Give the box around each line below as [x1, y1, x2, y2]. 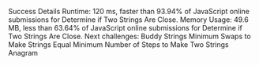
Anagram [8, 49, 38, 57]
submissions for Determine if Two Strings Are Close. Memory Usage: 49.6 [8, 15, 249, 24]
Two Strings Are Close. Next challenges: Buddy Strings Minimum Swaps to [8, 31, 251, 41]
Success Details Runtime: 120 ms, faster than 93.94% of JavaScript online [8, 7, 250, 16]
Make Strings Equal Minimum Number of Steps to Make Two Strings [8, 40, 229, 49]
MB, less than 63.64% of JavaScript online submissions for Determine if [8, 23, 242, 32]
